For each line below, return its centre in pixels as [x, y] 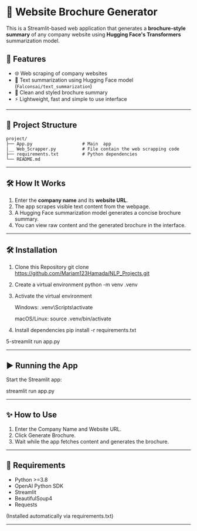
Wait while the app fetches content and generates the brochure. [92, 441]
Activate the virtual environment [53, 296]
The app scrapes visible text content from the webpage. [82, 207]
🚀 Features [26, 59]
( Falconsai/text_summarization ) [53, 86]
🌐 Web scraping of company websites [61, 73]
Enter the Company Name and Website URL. [68, 429]
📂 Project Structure [42, 125]
